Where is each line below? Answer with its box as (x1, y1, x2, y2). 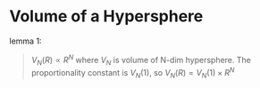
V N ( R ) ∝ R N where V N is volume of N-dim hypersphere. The (30, 52, 252, 68)
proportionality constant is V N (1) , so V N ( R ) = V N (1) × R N (30, 66, 235, 80)
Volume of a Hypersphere (9, 6, 204, 27)
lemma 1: (9, 36, 42, 46)
